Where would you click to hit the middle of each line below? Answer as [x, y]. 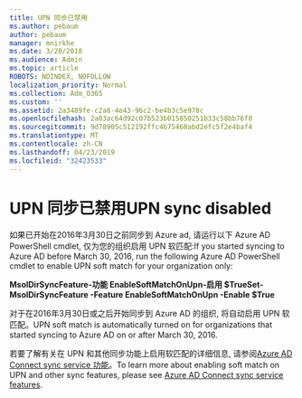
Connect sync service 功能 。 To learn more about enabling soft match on [145, 365]
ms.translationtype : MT [54, 136]
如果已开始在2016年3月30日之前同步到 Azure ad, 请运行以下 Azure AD [140, 235]
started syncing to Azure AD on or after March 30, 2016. [114, 335]
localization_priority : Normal [68, 85]
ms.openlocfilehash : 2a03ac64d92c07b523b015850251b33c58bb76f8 [131, 118]
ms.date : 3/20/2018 [46, 52]
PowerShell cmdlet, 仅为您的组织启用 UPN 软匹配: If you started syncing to [147, 246]
